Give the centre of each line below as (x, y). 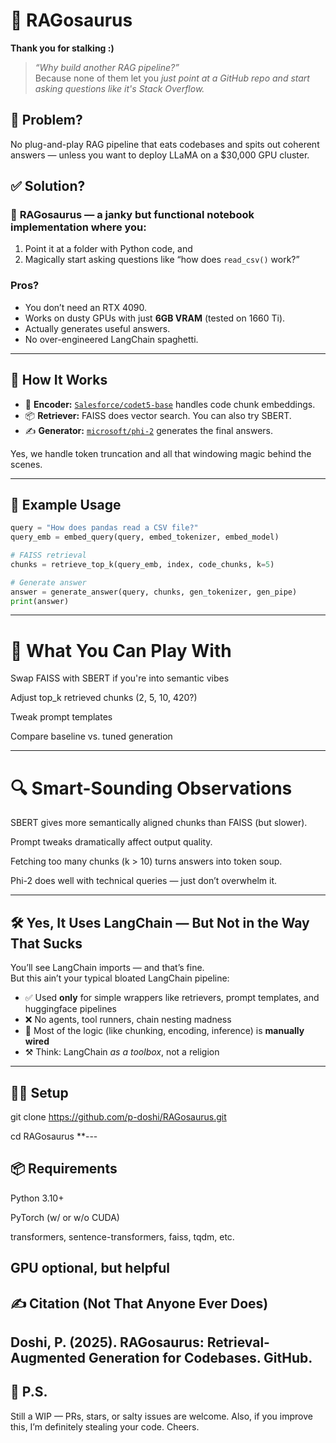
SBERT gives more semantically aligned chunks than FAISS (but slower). (159, 823)
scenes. (26, 464)
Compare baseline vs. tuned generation (91, 736)
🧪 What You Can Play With (121, 650)
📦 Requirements (64, 1169)
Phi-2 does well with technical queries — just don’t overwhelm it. (144, 881)
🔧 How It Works (59, 380)
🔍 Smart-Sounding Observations (151, 788)
